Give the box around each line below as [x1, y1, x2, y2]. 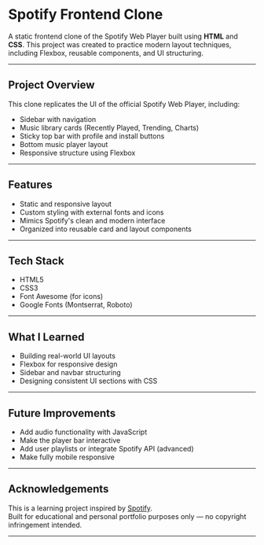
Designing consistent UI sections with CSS [19, 376, 158, 386]
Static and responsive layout [19, 199, 112, 208]
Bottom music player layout [19, 139, 108, 149]
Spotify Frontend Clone [8, 6, 163, 24]
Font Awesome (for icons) [19, 292, 104, 301]
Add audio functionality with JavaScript [19, 427, 148, 436]
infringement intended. [8, 520, 82, 529]
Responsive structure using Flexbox [19, 148, 136, 157]
